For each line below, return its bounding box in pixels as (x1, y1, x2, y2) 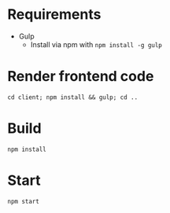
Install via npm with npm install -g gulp (30, 39, 163, 49)
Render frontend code (7, 68, 154, 86)
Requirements (7, 6, 102, 24)
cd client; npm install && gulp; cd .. (7, 93, 139, 101)
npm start (7, 197, 40, 205)
